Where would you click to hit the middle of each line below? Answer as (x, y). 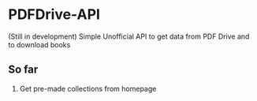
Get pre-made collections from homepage (88, 88)
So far (23, 70)
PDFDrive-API (54, 15)
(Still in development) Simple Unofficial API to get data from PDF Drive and (129, 36)
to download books (39, 44)
